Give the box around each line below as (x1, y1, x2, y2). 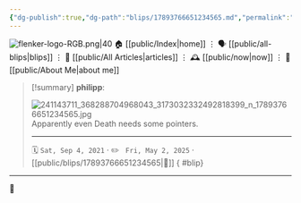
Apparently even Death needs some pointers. (30, 118, 199, 129)
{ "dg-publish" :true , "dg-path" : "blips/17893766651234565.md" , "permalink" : (9, 13, 291, 22)
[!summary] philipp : (30, 81, 106, 92)
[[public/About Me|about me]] (9, 64, 120, 75)
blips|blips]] (9, 51, 54, 63)
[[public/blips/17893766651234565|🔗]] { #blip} (30, 157, 204, 168)
